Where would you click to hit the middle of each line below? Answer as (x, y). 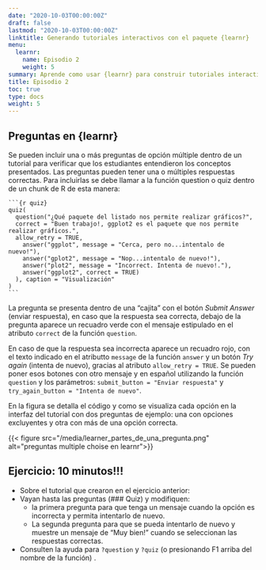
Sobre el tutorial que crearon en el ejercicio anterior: (104, 490)
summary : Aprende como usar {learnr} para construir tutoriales (116, 74)
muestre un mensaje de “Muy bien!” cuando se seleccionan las (134, 532)
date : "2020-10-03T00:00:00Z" (58, 15)
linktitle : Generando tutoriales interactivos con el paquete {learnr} (129, 38)
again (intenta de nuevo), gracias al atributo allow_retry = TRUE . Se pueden (132, 365)
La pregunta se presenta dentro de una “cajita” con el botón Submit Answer (131, 308)
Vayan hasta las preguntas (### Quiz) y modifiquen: (104, 499)
